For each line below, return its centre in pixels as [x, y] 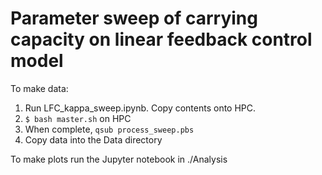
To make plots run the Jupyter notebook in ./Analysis [119, 159]
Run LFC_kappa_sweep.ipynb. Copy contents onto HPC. [140, 108]
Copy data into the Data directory [93, 139]
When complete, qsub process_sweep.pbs [109, 129]
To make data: [39, 88]
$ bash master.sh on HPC [78, 118]
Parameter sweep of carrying [134, 18]
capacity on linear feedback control [161, 39]
